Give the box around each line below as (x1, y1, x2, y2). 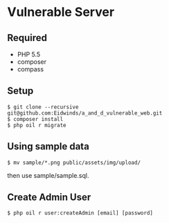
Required (7, 32, 47, 44)
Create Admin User (7, 192, 91, 204)
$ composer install (7, 115, 64, 122)
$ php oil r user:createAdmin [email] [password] (7, 210, 154, 217)
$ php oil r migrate (7, 122, 67, 129)
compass (17, 65, 44, 73)
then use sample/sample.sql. (7, 171, 89, 179)
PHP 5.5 (17, 50, 41, 58)
